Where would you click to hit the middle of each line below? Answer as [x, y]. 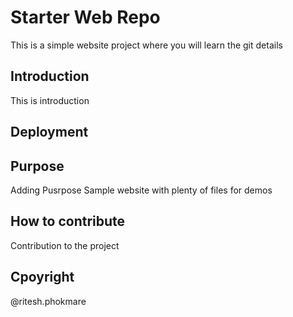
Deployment [49, 132]
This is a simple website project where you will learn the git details [146, 45]
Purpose [37, 166]
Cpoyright [42, 277]
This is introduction [50, 100]
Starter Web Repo [85, 17]
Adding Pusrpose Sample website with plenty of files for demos [141, 190]
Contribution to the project [65, 245]
